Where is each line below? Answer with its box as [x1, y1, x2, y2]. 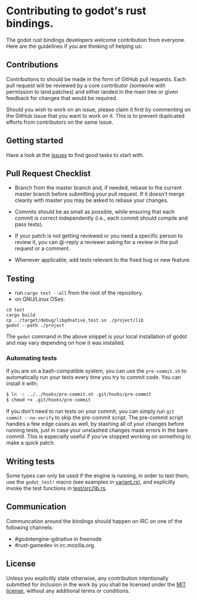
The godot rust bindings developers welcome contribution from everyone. [6, 36, 186, 43]
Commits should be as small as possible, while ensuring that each [14, 208, 175, 216]
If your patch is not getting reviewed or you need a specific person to [14, 232, 183, 239]
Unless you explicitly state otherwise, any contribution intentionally [6, 575, 169, 582]
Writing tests [6, 456, 55, 466]
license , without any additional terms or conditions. [6, 587, 130, 594]
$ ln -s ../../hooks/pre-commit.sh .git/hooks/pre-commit [6, 392, 152, 397]
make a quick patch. [6, 439, 55, 447]
